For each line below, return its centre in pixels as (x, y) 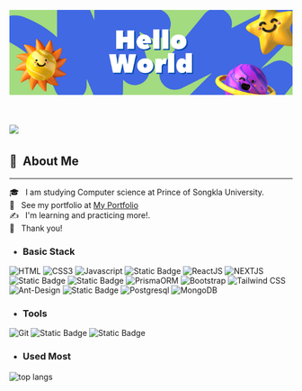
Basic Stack (49, 251)
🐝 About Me (44, 162)
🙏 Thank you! (36, 228)
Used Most (47, 357)
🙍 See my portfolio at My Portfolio (74, 205)
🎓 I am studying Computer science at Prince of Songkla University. (137, 192)
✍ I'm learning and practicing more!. (80, 215)
